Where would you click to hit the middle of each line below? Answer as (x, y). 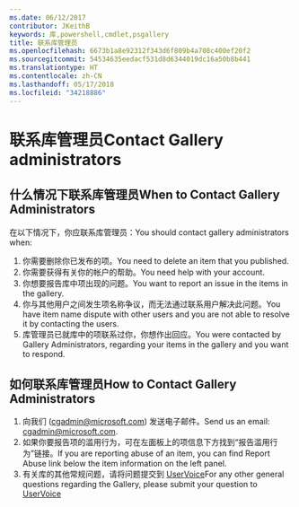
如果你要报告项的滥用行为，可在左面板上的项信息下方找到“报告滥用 (146, 442)
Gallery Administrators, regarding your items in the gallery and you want (155, 344)
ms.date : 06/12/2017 (48, 17)
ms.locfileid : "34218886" (57, 92)
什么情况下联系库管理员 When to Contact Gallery (145, 195)
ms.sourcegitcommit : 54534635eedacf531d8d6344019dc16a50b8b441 (130, 59)
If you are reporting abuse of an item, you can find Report (164, 453)
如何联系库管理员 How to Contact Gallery (123, 384)
